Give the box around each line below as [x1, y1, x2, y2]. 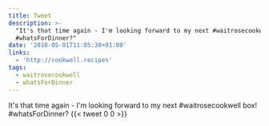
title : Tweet [8, 11, 52, 20]
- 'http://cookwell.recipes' [15, 57, 113, 65]
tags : [8, 64, 26, 72]
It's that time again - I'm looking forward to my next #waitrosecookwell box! [8, 100, 258, 110]
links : [8, 49, 30, 57]
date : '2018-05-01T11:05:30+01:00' [8, 41, 127, 49]
